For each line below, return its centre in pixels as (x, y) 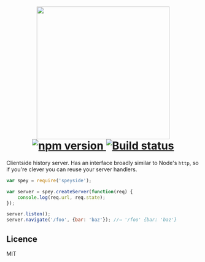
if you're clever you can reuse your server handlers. (72, 169)
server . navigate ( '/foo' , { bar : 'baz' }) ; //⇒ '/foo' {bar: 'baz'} (91, 220)
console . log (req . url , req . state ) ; (61, 197)
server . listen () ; (29, 214)
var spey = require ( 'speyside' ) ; (49, 180)
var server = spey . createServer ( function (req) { (70, 191)
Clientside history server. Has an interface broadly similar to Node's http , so (102, 163)
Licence (22, 239)
